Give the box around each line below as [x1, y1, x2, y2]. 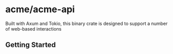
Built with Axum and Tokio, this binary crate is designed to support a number [5, 20, 168, 26]
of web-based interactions [5, 25, 62, 32]
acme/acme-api [5, 4, 75, 15]
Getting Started [5, 41, 56, 49]
